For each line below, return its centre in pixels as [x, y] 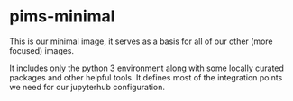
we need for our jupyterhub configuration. [87, 87]
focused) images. [42, 50]
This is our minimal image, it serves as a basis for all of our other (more [141, 41]
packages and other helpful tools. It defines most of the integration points [146, 77]
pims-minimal [62, 17]
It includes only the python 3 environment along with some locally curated [146, 68]
